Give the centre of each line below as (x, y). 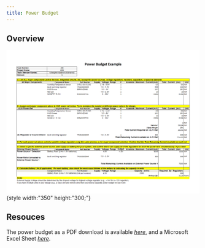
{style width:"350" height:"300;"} (48, 198)
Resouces (26, 217)
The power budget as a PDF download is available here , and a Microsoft (97, 232)
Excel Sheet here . (29, 238)
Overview (25, 39)
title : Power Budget (33, 13)
